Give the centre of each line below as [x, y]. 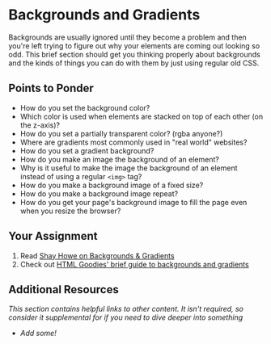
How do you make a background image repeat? [99, 193]
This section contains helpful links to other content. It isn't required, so [126, 309]
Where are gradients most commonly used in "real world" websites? [133, 142]
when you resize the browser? [70, 211]
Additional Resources [64, 289]
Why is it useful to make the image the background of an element [129, 168]
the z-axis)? [40, 125]
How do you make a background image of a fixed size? [112, 185]
